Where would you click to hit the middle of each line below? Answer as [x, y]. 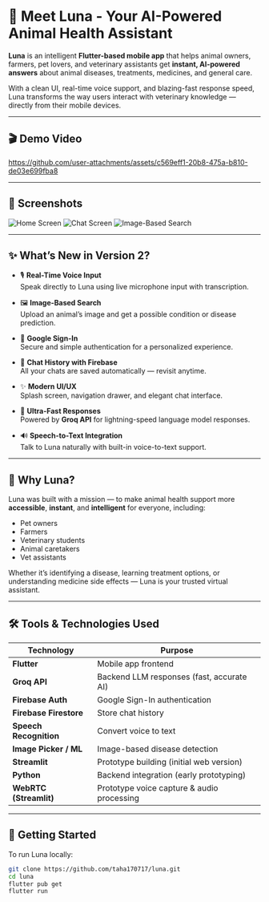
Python [26, 775]
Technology [51, 650]
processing [118, 798]
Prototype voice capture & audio [158, 788]
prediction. [38, 323]
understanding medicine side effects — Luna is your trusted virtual [118, 581]
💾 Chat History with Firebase [68, 362]
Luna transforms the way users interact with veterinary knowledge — [122, 96]
